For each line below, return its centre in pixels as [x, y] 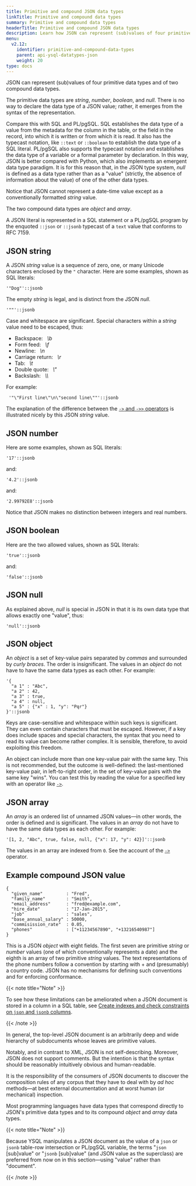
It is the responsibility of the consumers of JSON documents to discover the [97, 1076]
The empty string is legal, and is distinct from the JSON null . [78, 299]
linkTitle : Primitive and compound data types [64, 17]
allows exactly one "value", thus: [45, 615]
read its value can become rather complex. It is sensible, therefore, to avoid [97, 741]
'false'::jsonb [24, 577]
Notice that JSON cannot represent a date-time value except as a [85, 192]
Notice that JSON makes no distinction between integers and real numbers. [97, 512]
